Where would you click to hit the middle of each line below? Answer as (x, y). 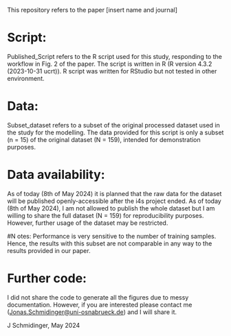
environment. (26, 78)
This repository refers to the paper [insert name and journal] (92, 10)
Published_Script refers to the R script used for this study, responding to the (114, 56)
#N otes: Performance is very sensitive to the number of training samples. (112, 236)
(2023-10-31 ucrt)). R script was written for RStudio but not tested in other (112, 71)
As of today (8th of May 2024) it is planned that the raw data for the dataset (114, 193)
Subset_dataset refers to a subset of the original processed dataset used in (113, 125)
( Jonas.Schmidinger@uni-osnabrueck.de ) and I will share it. (92, 312)
